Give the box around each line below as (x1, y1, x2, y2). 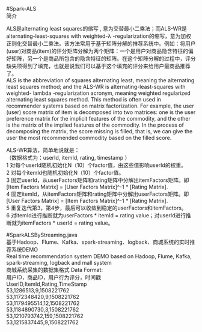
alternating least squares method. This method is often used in (6, 96, 161, 103)
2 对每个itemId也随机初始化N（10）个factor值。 (6, 169, 124, 176)
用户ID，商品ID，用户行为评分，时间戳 (6, 274, 101, 281)
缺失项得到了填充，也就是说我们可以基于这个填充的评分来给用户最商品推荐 (6, 62, 191, 70)
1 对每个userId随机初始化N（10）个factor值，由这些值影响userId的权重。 (6, 161, 186, 169)
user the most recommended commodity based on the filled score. (6, 134, 172, 141)
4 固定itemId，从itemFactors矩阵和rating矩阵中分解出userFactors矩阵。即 (6, 190, 189, 198)
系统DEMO (11, 246, 38, 253)
